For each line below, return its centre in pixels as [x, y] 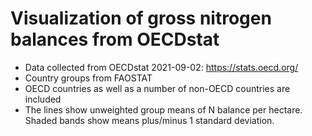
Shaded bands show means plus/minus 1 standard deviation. [149, 120]
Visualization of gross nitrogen [141, 18]
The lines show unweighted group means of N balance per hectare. [163, 109]
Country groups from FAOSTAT [88, 78]
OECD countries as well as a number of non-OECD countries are [157, 88]
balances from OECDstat [115, 39]
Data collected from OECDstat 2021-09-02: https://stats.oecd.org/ [161, 67]
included [43, 99]
